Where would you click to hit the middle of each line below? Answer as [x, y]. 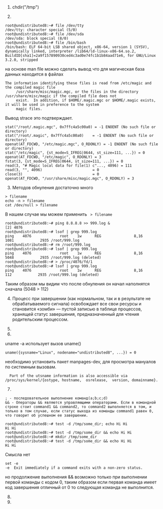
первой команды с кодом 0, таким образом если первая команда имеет [81, 482]
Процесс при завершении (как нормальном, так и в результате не [81, 298]
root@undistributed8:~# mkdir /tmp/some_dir [51, 437]
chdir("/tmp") [25, 7]
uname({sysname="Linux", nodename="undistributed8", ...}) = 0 [71, 353]
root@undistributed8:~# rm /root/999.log [48, 245]
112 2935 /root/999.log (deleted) [52, 275]
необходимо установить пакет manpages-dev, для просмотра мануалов [81, 362]
